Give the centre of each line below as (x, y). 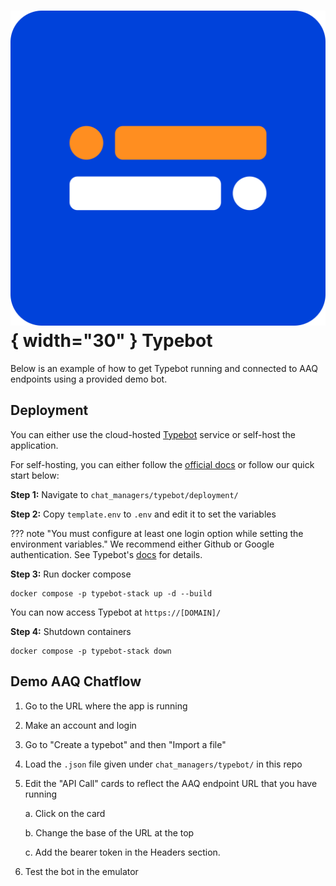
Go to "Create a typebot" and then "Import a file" (125, 744)
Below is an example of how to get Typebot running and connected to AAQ (164, 368)
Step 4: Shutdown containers (71, 631)
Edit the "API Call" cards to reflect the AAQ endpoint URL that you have (171, 783)
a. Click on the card (65, 813)
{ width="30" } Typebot (111, 341)
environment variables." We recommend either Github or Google (142, 544)
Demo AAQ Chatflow (76, 681)
